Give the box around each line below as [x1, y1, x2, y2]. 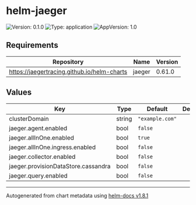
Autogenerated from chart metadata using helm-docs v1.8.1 [6, 192, 149, 199]
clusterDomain [9, 114, 50, 123]
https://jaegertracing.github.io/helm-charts [9, 67, 128, 75]
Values [6, 88, 32, 98]
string [116, 114, 132, 123]
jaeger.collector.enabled [9, 152, 76, 161]
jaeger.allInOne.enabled [9, 133, 75, 141]
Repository [52, 57, 84, 65]
